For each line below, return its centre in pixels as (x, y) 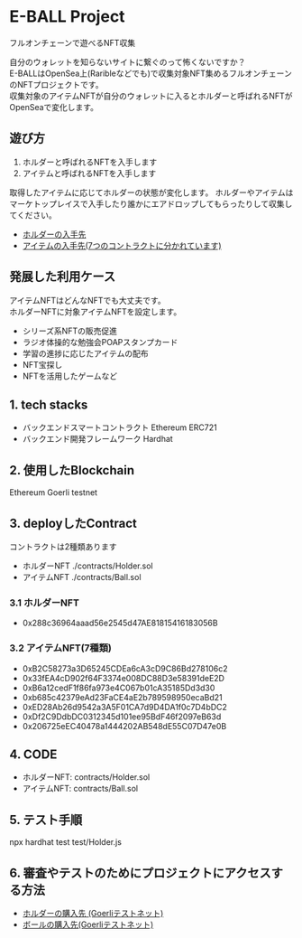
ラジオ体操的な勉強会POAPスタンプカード (100, 342)
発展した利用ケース (62, 277)
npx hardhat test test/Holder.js (65, 842)
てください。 (33, 215)
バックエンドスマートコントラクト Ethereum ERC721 (120, 427)
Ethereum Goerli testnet (53, 492)
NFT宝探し (42, 364)
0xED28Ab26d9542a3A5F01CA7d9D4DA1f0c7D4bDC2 (125, 707)
